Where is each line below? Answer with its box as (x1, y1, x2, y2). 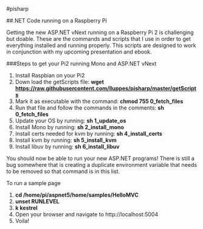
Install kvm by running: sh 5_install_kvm (15, 136, 117, 144)
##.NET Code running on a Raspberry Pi (6, 17, 108, 24)
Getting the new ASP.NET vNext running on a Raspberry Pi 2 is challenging (6, 29, 194, 36)
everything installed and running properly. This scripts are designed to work (6, 42, 196, 49)
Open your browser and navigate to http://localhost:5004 (15, 211, 159, 218)
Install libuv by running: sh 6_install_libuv (15, 143, 120, 150)
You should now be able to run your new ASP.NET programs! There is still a (6, 155, 194, 162)
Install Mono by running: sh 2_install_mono (15, 124, 125, 130)
